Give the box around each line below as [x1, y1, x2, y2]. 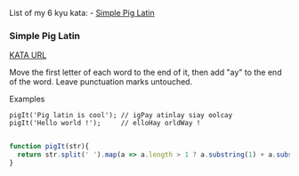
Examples [9, 93, 45, 105]
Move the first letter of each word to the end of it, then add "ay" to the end [9, 67, 282, 78]
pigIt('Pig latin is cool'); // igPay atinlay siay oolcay [9, 111, 233, 120]
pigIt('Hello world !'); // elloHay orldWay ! [9, 119, 201, 128]
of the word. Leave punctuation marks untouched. [9, 76, 193, 87]
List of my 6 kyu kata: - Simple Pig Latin [9, 8, 155, 18]
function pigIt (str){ [9, 142, 90, 151]
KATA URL [9, 50, 47, 60]
